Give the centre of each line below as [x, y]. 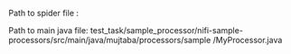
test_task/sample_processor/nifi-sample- [166, 30]
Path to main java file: [48, 30]
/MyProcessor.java [248, 40]
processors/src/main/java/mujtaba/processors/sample [110, 40]
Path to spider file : [43, 13]
